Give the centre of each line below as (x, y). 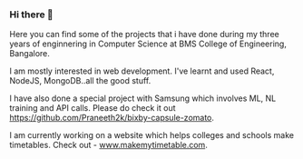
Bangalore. (29, 54)
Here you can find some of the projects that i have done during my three (144, 35)
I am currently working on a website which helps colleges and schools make (152, 135)
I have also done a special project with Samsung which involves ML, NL (143, 98)
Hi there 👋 (32, 15)
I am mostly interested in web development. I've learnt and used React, (142, 71)
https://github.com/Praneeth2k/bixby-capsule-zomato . (112, 118)
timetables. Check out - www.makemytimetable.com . (109, 145)
